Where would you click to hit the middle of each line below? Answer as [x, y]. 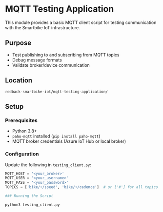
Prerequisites [21, 120]
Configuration [22, 154]
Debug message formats [37, 60]
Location [19, 81]
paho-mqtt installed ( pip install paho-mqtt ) [56, 136]
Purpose [18, 43]
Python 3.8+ [25, 131]
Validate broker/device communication [51, 65]
